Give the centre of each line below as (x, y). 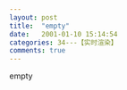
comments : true (38, 51)
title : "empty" (39, 26)
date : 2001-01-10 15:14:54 (63, 34)
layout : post (34, 17)
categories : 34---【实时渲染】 (63, 42)
